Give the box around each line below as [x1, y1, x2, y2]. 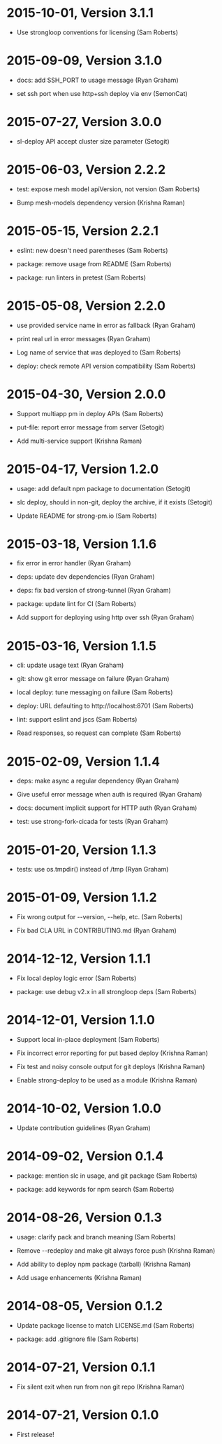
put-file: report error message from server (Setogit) [16, 422, 165, 432]
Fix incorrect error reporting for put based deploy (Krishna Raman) [16, 1049, 209, 1057]
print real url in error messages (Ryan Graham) [16, 334, 151, 343]
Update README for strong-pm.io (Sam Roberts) [16, 511, 158, 520]
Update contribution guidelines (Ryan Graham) [16, 1124, 151, 1132]
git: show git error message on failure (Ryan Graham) [16, 675, 170, 683]
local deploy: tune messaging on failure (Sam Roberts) [16, 688, 173, 696]
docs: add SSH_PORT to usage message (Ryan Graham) [16, 76, 179, 84]
